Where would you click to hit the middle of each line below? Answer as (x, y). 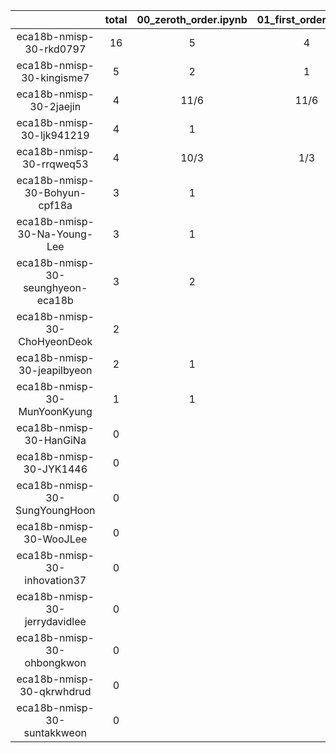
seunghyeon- (55, 287)
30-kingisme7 (55, 77)
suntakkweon (55, 732)
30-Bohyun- (55, 192)
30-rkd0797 (55, 49)
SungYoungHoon (55, 510)
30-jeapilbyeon (55, 370)
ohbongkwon (55, 662)
